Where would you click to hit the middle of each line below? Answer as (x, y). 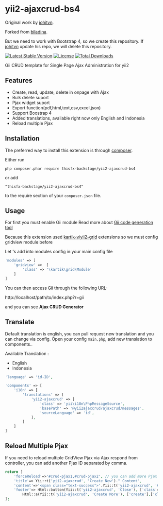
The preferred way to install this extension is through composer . (69, 150)
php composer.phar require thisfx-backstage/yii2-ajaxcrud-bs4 (70, 169)
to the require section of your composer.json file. (53, 195)
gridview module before (29, 242)
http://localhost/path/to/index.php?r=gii (44, 297)
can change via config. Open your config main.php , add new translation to (79, 339)
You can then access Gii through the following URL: (56, 288)
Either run (15, 159)
